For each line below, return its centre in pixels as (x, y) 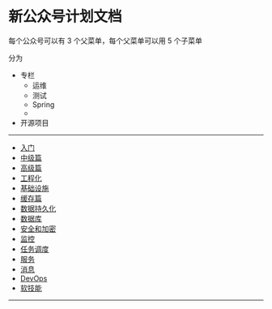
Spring (43, 104)
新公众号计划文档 (66, 17)
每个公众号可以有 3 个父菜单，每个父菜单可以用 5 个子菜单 (105, 41)
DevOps (34, 278)
